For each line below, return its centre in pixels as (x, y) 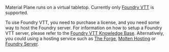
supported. (17, 13)
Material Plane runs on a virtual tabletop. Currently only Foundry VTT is (80, 7)
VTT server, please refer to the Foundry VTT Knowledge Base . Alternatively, (85, 33)
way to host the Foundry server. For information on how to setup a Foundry (84, 28)
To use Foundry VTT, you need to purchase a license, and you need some (82, 22)
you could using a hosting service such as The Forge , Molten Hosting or (81, 38)
